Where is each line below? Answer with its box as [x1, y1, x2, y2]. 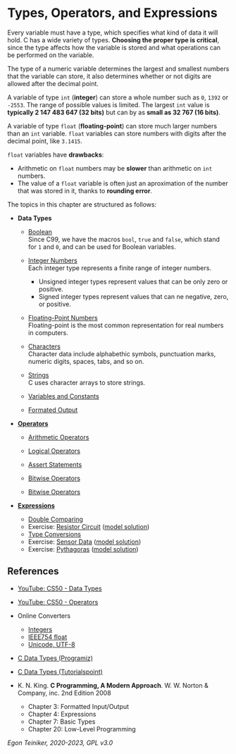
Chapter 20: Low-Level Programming [27, 724, 136, 733]
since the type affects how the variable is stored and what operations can [7, 43, 221, 51]
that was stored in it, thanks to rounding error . [17, 186, 153, 195]
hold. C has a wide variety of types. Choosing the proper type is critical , [7, 35, 220, 44]
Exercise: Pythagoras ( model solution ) [27, 545, 139, 553]
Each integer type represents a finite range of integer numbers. [27, 263, 211, 272]
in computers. [27, 328, 68, 336]
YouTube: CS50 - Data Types [17, 584, 102, 592]
